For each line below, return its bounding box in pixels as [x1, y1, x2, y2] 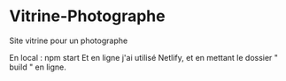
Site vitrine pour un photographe [9, 35, 128, 46]
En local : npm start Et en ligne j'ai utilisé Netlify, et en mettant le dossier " [9, 52, 279, 63]
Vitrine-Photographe [9, 6, 166, 26]
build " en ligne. [9, 62, 66, 72]
